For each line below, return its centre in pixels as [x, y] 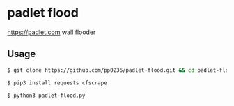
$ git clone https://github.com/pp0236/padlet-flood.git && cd [101, 70]
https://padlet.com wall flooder [52, 32]
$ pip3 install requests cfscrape [57, 83]
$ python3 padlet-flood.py [46, 96]
